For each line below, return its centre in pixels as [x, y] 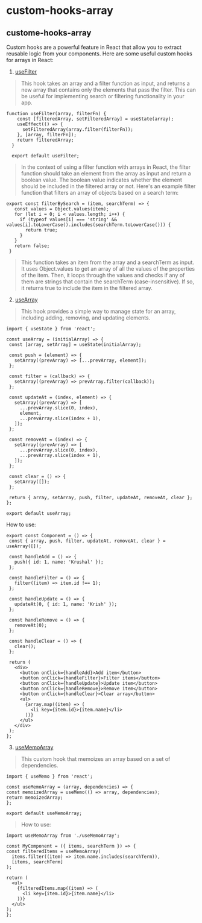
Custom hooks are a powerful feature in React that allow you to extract [94, 47]
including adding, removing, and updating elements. [86, 318]
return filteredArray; [46, 140]
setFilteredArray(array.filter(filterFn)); [78, 130]
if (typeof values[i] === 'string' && [68, 219]
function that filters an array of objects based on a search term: [100, 193]
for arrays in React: [30, 60]
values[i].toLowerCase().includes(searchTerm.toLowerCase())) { [89, 225]
